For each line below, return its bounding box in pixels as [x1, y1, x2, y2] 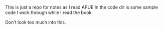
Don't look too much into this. [5, 19, 66, 25]
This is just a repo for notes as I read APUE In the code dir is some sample [5, 4, 158, 10]
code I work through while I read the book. [5, 9, 93, 15]
